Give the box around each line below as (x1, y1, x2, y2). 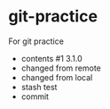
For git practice (8, 36, 64, 46)
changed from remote (20, 63, 101, 73)
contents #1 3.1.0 (20, 53, 82, 63)
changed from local (20, 71, 93, 82)
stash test (20, 81, 58, 92)
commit (20, 91, 50, 102)
